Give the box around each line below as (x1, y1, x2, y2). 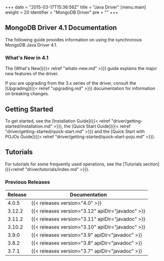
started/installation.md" (5, 123, 53, 129)
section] (143, 161, 160, 167)
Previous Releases (5, 178, 51, 185)
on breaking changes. (5, 91, 49, 97)
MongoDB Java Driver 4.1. (5, 42, 57, 48)
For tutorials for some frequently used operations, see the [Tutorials (5, 161, 142, 167)
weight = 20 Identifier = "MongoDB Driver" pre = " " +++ (5, 9, 119, 15)
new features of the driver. (5, 71, 59, 77)
